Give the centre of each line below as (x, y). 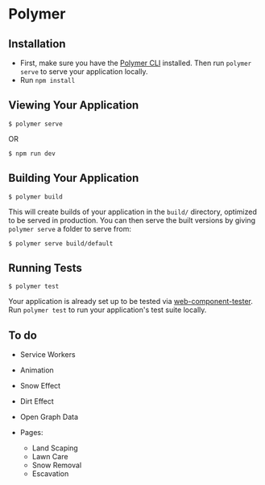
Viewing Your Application (74, 105)
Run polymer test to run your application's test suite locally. (108, 310)
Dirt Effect (37, 401)
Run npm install (48, 80)
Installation (37, 44)
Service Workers (48, 355)
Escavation (50, 474)
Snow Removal (57, 465)
